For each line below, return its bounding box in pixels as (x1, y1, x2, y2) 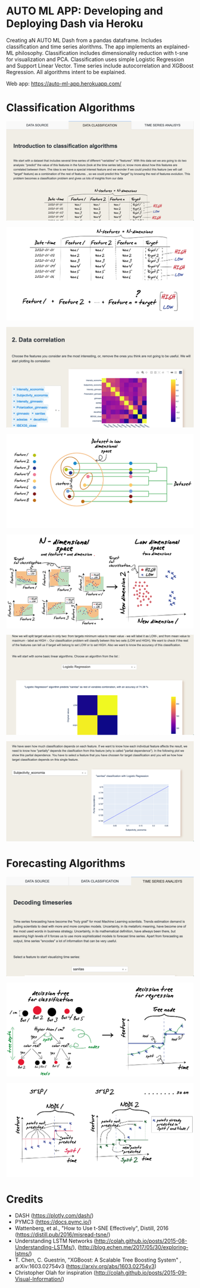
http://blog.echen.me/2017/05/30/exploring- (79, 1244, 189, 1251)
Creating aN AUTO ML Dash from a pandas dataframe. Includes (6, 36, 162, 44)
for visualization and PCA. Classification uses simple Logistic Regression (6, 56, 185, 63)
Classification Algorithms (6, 101, 136, 115)
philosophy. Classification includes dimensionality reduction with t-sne (15, 49, 189, 56)
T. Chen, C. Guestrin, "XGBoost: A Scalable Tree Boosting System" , (14, 1256, 182, 1263)
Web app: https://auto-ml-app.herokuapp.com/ (6, 79, 122, 87)
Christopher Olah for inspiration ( (14, 1269, 96, 1277)
